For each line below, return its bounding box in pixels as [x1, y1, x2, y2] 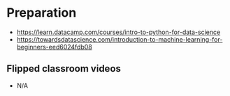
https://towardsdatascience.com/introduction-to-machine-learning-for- [16, 35, 223, 43]
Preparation [6, 5, 77, 21]
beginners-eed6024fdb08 [16, 42, 92, 51]
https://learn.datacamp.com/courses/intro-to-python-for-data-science [16, 28, 221, 36]
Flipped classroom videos [6, 63, 122, 74]
